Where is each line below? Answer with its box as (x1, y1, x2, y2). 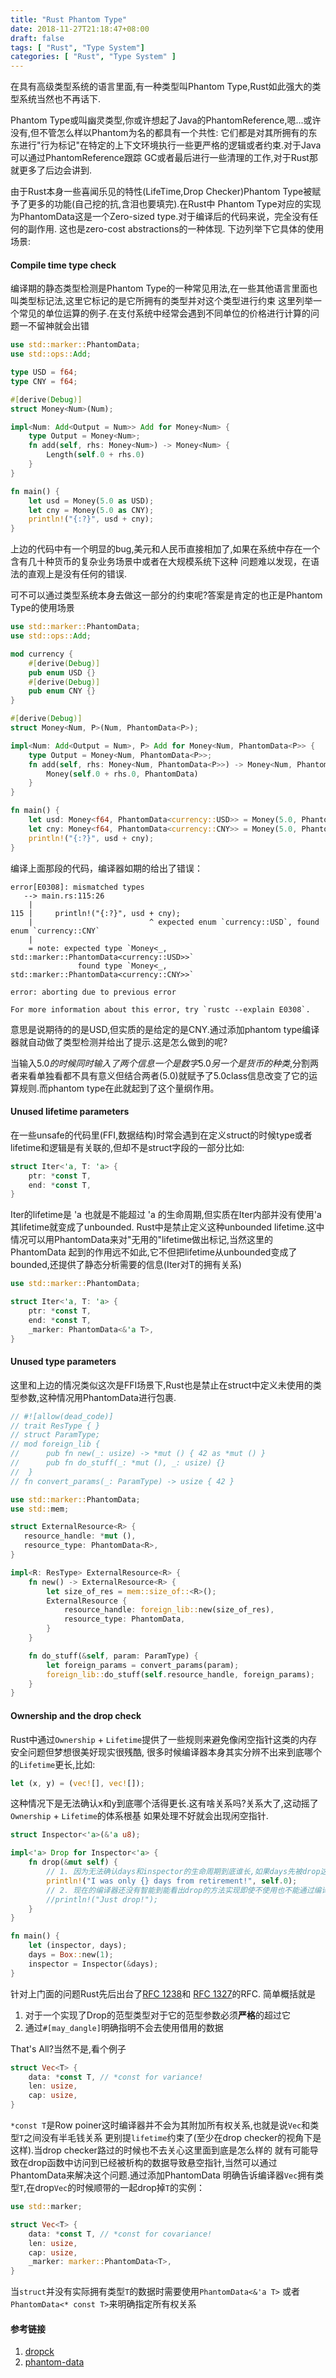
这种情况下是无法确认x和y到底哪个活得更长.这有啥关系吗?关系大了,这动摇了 (10, 1797, 319, 1810)
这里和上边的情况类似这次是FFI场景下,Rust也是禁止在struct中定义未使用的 (10, 1379, 313, 1391)
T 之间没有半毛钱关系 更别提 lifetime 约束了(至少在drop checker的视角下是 (19, 2132, 322, 2144)
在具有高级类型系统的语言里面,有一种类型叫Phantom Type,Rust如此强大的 (10, 81, 313, 93)
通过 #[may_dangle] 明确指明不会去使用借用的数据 (24, 2021, 224, 2033)
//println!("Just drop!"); (46, 1894, 159, 1905)
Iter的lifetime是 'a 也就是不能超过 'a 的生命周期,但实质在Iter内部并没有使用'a (10, 1209, 322, 1221)
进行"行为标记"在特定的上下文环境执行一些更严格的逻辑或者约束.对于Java (18, 139, 322, 151)
